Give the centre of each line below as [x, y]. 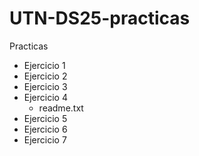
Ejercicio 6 [45, 129]
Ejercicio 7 [45, 139]
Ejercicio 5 [45, 118]
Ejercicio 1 [44, 65]
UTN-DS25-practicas [100, 18]
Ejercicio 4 [45, 97]
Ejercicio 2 [45, 76]
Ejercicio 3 [45, 86]
